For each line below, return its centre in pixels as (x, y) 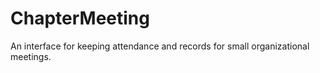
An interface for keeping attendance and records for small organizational (160, 46)
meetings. (31, 56)
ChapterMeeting (80, 18)
